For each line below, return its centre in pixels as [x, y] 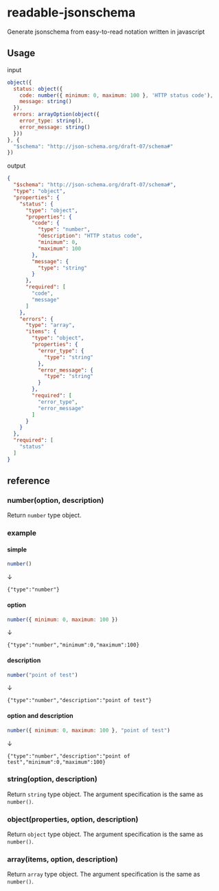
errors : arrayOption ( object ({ [56, 115]
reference [28, 481]
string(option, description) [52, 779]
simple [17, 549]
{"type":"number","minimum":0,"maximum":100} [73, 645]
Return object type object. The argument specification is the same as [105, 834]
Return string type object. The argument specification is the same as [105, 794]
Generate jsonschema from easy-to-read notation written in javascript [106, 32]
